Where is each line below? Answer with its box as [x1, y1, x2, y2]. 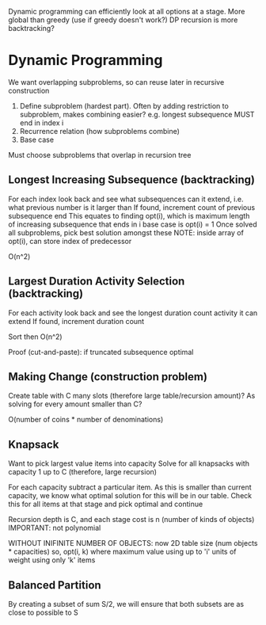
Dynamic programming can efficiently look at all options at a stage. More [8, 7, 245, 16]
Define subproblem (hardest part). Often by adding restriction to [19, 101, 230, 110]
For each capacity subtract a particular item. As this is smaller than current [8, 482, 252, 492]
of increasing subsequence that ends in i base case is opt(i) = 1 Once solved [8, 219, 257, 229]
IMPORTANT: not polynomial [8, 523, 101, 533]
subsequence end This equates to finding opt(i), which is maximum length [8, 211, 250, 220]
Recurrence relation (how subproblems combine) [19, 126, 180, 135]
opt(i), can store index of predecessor [8, 236, 132, 246]
